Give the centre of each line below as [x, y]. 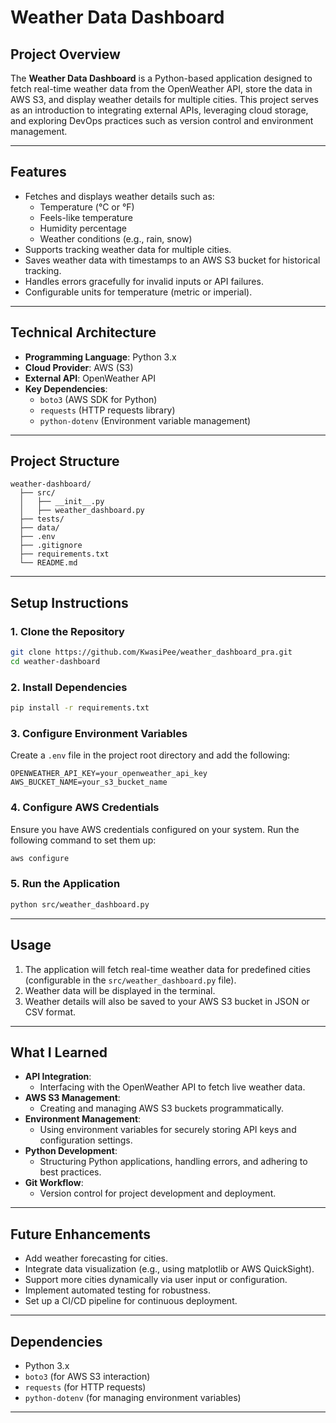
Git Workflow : [54, 1183]
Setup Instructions [69, 602]
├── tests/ [42, 519]
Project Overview [65, 54]
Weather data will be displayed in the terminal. [120, 990]
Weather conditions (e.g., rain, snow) [116, 238]
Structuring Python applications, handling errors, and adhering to [173, 1162]
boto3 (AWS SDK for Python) [98, 399]
